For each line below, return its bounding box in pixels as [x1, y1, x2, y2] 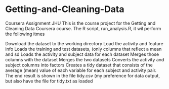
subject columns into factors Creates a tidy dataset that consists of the [5, 62, 153, 68]
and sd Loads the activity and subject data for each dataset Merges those [5, 51, 159, 57]
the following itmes [5, 31, 45, 37]
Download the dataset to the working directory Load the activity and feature [5, 40, 163, 46]
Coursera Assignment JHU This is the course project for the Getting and [5, 20, 156, 26]
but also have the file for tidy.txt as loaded [5, 78, 93, 84]
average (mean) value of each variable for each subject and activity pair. [5, 67, 157, 73]
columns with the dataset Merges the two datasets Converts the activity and [5, 56, 164, 62]
